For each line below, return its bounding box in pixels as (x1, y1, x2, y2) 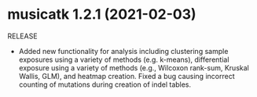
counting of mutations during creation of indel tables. (18, 80, 192, 89)
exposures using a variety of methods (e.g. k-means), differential (18, 55, 229, 64)
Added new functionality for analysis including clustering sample (18, 46, 229, 56)
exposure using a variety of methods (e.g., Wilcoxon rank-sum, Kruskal (18, 63, 249, 72)
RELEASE (7, 31, 38, 41)
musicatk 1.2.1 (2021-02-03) (7, 5, 197, 23)
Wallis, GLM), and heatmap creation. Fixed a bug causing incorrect (18, 71, 235, 81)
